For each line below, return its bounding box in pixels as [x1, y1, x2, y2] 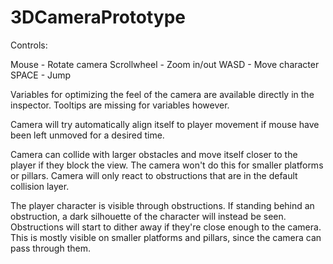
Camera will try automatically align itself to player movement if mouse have [10, 118, 320, 130]
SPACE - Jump [10, 69, 72, 81]
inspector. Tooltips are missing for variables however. [10, 99, 230, 111]
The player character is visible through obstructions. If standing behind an [10, 199, 315, 211]
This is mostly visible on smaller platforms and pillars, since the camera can [10, 231, 322, 243]
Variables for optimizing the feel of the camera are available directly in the [10, 88, 315, 100]
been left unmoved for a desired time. [10, 129, 165, 141]
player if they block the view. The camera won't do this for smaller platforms [10, 159, 324, 171]
